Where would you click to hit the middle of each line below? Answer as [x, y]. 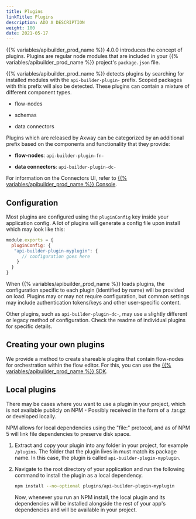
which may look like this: [36, 229]
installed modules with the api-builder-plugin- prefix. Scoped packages [94, 80]
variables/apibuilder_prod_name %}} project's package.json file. [83, 63]
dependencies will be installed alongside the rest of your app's [90, 503]
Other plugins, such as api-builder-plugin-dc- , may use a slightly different [97, 314]
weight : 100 [20, 28]
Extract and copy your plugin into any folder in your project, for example [101, 445]
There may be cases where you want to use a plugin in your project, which [96, 404]
